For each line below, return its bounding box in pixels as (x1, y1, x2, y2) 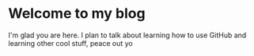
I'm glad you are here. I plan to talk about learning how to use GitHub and (8, 30, 247, 40)
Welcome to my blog (8, 5, 146, 23)
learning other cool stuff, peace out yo (8, 38, 133, 47)
